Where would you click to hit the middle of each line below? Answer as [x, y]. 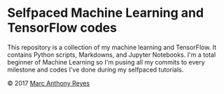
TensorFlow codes [62, 28]
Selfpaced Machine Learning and [106, 13]
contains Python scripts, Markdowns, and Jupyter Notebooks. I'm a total [112, 55]
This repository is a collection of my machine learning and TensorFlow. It [112, 47]
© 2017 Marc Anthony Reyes [49, 83]
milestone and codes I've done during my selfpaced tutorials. [96, 69]
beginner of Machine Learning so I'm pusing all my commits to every [106, 62]
